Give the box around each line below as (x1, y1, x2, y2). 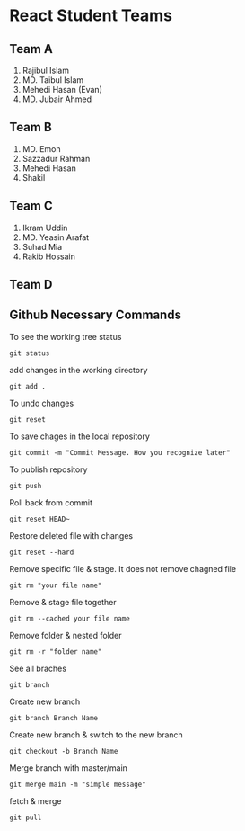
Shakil (22, 172, 46, 183)
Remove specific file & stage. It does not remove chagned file (9, 563, 236, 574)
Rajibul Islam (22, 65, 70, 76)
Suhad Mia (22, 241, 63, 252)
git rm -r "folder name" (9, 647, 102, 657)
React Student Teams (9, 5, 173, 26)
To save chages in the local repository (9, 431, 151, 442)
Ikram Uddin (22, 222, 68, 233)
